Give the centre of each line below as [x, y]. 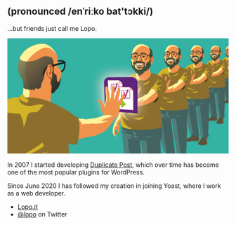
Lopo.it [28, 207]
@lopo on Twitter [42, 214]
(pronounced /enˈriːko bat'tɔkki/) [80, 12]
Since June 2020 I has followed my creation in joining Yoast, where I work [114, 186]
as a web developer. [37, 193]
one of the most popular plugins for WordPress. [76, 172]
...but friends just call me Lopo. [52, 28]
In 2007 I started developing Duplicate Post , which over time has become [113, 165]
